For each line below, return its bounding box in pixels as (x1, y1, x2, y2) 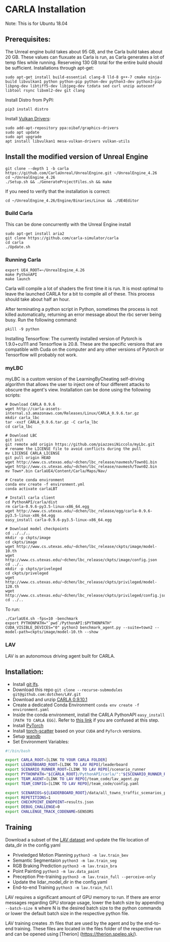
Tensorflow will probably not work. (5, 352, 77, 358)
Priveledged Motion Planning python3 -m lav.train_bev (12, 852, 129, 858)
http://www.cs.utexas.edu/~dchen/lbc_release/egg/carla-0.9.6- (16, 509, 153, 514)
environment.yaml (12, 707, 50, 712)
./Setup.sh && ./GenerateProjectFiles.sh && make (5, 179, 112, 184)
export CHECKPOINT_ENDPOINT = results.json (5, 800, 94, 805)
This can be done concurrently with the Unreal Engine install (5, 221, 132, 227)
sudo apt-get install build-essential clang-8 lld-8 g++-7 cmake (5, 75, 146, 80)
